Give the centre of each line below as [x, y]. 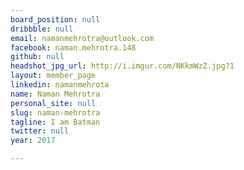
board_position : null [55, 19]
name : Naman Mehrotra [55, 94]
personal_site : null [53, 103]
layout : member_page [53, 76]
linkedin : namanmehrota [60, 85]
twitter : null [40, 131]
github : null [37, 57]
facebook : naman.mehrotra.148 [73, 47]
